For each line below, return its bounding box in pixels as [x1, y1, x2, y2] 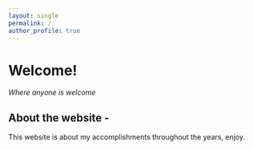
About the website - [8, 111, 110, 124]
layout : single [8, 11, 59, 20]
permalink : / [8, 19, 52, 27]
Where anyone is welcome [8, 87, 96, 97]
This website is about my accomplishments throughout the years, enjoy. [8, 132, 246, 142]
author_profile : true [8, 26, 81, 34]
